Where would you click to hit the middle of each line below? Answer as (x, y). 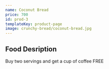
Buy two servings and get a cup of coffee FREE (55, 61)
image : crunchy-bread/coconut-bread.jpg (49, 29)
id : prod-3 (17, 19)
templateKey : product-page (34, 24)
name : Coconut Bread (27, 10)
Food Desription (31, 49)
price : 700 (17, 15)
